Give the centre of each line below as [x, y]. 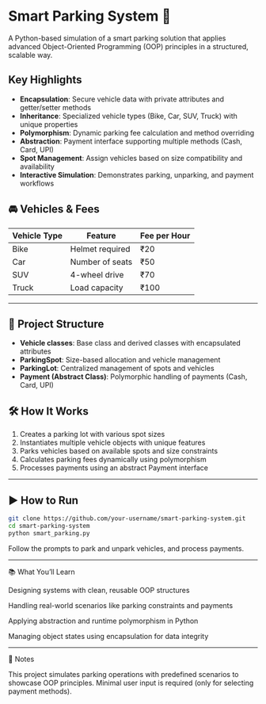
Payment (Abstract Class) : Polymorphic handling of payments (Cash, [133, 377]
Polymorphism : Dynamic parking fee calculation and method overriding [137, 132]
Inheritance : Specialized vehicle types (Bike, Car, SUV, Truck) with [128, 116]
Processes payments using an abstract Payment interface [114, 468]
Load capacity [97, 287]
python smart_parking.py [49, 533]
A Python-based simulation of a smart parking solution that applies [117, 38]
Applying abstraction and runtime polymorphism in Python [103, 621]
